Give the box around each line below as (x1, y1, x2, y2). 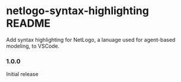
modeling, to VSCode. (6, 42, 60, 50)
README (6, 17, 51, 30)
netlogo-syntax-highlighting (6, 4, 149, 18)
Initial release (6, 71, 38, 78)
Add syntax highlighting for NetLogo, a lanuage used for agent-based (6, 36, 176, 43)
